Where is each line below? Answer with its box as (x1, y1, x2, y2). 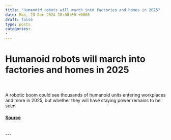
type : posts (5, 21, 31, 27)
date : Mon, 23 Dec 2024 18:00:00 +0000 (5, 12, 90, 17)
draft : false (5, 17, 33, 22)
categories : (5, 27, 31, 32)
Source (5, 114, 21, 121)
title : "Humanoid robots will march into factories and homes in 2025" (5, 7, 160, 13)
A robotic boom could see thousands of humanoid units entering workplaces (5, 91, 166, 98)
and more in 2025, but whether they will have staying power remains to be (5, 97, 161, 103)
